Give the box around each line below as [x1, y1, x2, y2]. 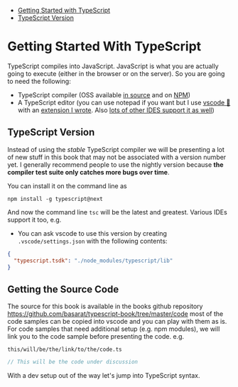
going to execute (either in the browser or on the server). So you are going [7, 69, 225, 77]
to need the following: [7, 77, 71, 85]
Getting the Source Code [7, 283, 119, 295]
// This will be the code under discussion [7, 359, 139, 366]
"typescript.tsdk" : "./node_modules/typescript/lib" [13, 257, 173, 264]
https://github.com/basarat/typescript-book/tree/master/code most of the [7, 310, 224, 318]
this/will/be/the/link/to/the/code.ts [7, 346, 122, 354]
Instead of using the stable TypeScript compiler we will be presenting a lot [7, 145, 225, 153]
